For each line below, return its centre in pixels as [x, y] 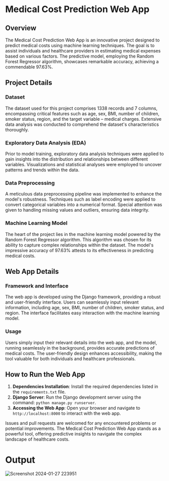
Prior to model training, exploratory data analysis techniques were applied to [84, 154]
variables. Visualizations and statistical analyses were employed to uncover [83, 164]
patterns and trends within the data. [42, 170]
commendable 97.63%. [29, 67]
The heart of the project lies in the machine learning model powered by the [83, 234]
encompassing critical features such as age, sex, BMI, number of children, [82, 113]
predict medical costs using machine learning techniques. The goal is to [80, 45]
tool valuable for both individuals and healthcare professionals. [71, 358]
